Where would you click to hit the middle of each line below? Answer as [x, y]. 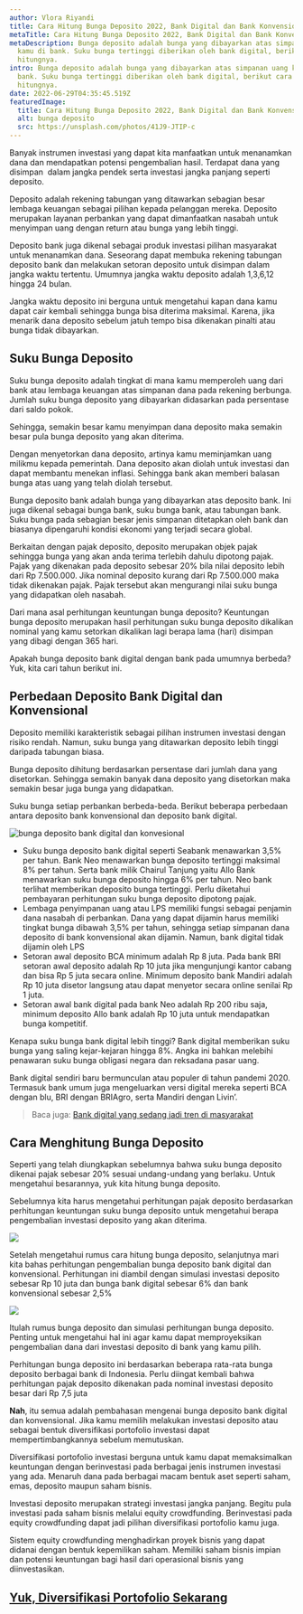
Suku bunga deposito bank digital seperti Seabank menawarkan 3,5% [152, 850]
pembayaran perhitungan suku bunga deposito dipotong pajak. [139, 898]
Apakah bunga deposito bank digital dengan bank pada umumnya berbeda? [150, 658]
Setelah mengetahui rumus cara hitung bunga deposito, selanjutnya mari [144, 1255]
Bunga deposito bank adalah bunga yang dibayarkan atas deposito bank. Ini [150, 500]
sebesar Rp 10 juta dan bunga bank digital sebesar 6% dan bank [129, 1284]
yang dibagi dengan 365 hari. [64, 641]
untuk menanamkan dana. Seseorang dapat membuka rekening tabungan [146, 255]
